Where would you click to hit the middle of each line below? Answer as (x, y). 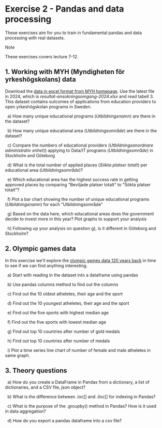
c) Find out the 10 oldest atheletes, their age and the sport (65, 294)
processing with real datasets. (35, 38)
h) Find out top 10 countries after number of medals (59, 341)
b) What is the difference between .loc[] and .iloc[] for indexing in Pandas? (81, 397)
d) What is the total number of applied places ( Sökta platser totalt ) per (77, 165)
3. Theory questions (36, 370)
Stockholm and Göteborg (30, 155)
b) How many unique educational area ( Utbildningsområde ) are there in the (82, 131)
